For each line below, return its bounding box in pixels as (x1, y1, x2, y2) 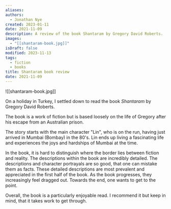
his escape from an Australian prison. (5, 119, 84, 125)
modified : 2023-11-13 (5, 50, 52, 55)
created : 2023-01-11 (5, 22, 50, 27)
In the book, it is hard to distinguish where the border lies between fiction (5, 150, 159, 156)
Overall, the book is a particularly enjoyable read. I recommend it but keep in (5, 192, 166, 198)
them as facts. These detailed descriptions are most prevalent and (5, 166, 144, 172)
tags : (5, 55, 17, 60)
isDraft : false (5, 46, 38, 51)
